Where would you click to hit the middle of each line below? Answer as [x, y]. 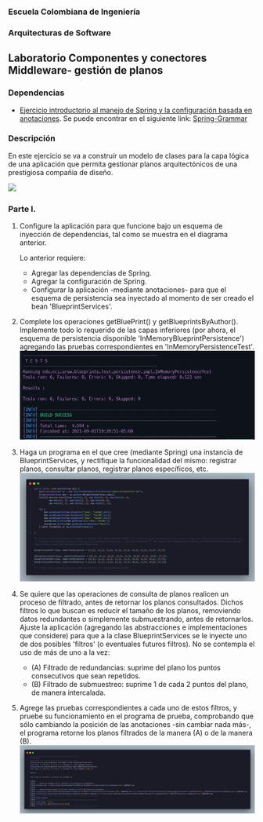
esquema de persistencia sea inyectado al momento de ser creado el [142, 298]
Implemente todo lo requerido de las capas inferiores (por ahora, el [128, 330]
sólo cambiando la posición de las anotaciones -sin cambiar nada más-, [135, 724]
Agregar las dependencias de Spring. [91, 273]
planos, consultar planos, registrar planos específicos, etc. [114, 469]
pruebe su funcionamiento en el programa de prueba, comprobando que [137, 716]
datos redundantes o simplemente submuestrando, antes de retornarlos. [136, 619]
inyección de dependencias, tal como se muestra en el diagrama [124, 235]
